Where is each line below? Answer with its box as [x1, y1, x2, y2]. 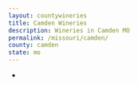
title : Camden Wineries [8, 19, 88, 27]
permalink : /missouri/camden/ [8, 33, 109, 42]
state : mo [8, 48, 41, 56]
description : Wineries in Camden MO [8, 26, 130, 34]
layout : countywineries [8, 11, 88, 20]
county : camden [8, 41, 59, 49]
